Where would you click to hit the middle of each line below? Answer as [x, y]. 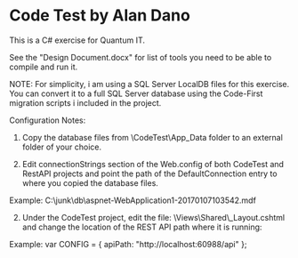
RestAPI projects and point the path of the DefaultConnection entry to [149, 173]
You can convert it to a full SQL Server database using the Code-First [136, 93]
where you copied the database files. [90, 182]
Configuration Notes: [48, 120]
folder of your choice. [62, 147]
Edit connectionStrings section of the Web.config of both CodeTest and [153, 164]
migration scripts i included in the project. [85, 102]
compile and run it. [44, 67]
